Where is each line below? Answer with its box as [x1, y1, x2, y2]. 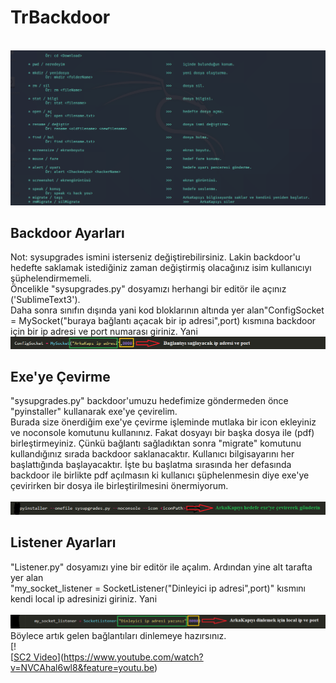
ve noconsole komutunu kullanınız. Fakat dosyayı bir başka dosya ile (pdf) [10, 427, 315, 439]
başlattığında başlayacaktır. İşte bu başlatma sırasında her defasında [10, 459, 292, 471]
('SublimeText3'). [10, 294, 81, 306]
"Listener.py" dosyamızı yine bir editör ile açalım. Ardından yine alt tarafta [10, 561, 313, 573]
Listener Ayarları [10, 534, 117, 551]
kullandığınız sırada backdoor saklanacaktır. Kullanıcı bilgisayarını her [10, 448, 295, 460]
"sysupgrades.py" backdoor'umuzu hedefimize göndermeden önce [10, 395, 289, 407]
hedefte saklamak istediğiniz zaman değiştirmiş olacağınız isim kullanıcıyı [10, 262, 312, 274]
